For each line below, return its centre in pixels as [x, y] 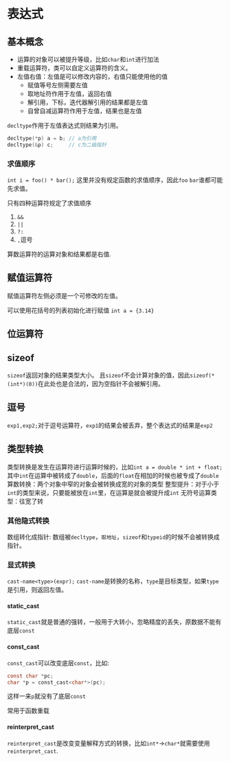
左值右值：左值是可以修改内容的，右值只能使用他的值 [92, 77]
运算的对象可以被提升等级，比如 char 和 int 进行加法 [88, 59]
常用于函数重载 [28, 711]
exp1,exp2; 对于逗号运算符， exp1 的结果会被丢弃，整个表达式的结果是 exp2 [110, 425]
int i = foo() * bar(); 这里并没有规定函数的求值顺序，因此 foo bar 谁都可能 [115, 180]
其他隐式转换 [28, 520]
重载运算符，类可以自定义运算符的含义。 [74, 68]
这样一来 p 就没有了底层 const [46, 696]
